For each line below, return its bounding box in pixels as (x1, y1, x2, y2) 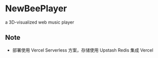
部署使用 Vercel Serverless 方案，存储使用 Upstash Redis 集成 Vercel (12, 47, 154, 53)
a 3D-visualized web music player (5, 19, 74, 25)
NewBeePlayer (5, 3, 67, 14)
